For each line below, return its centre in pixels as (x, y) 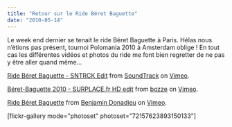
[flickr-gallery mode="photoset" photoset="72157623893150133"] (101, 116)
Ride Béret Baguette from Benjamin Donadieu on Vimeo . (87, 102)
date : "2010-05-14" (35, 20)
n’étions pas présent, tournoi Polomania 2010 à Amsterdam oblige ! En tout (114, 47)
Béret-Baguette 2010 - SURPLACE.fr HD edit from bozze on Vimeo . (103, 89)
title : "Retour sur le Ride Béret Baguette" (72, 14)
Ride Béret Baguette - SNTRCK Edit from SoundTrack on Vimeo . (98, 75)
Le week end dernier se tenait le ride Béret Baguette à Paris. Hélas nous (110, 40)
